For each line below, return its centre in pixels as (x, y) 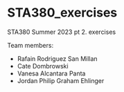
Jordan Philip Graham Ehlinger (61, 80)
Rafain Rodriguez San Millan (57, 58)
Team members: (30, 45)
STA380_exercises (62, 13)
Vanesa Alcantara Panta (51, 73)
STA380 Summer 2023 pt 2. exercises (62, 32)
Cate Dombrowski (43, 66)
